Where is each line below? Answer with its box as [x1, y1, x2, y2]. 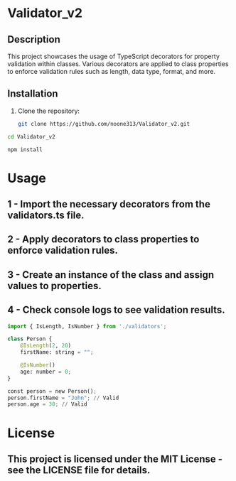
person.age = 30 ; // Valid [7, 401, 87, 408]
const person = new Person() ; [7, 387, 97, 395]
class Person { [7, 335, 53, 342]
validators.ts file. [7, 210, 85, 222]
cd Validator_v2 [7, 133, 55, 140]
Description [7, 33, 60, 45]
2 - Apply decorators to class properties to [7, 233, 200, 246]
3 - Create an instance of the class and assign [7, 269, 215, 281]
